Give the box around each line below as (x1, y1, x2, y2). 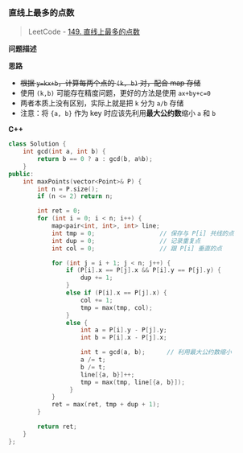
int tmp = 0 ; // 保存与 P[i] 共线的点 (51, 229, 235, 237)
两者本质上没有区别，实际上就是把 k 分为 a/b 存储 (19, 98, 184, 108)
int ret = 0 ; (37, 207, 81, 215)
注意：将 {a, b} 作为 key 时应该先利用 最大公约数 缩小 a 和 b (19, 109, 216, 118)
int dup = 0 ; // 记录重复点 (51, 237, 201, 245)
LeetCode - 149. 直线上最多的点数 (27, 27, 141, 37)
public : (8, 170, 35, 178)
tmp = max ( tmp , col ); (80, 303, 153, 311)
